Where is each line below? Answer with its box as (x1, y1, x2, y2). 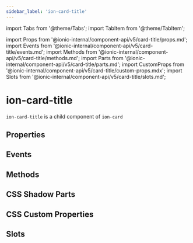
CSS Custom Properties (6, 209, 94, 219)
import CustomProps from (121, 61, 185, 68)
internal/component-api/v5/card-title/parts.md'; (6, 61, 121, 68)
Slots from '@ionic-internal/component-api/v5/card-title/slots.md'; (6, 73, 166, 80)
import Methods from (46, 48, 97, 55)
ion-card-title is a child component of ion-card (6, 113, 123, 120)
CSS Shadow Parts (6, 189, 76, 199)
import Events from (6, 42, 52, 49)
